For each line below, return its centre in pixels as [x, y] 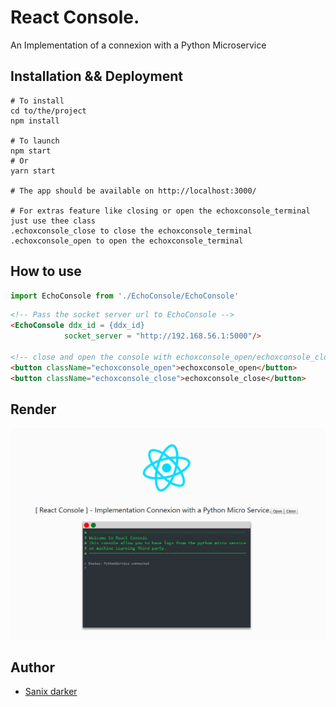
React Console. [75, 17]
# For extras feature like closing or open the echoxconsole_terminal [160, 211]
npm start [31, 151]
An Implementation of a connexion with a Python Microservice [138, 45]
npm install [35, 121]
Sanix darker [51, 692]
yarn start [33, 171]
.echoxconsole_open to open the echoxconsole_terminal [127, 241]
